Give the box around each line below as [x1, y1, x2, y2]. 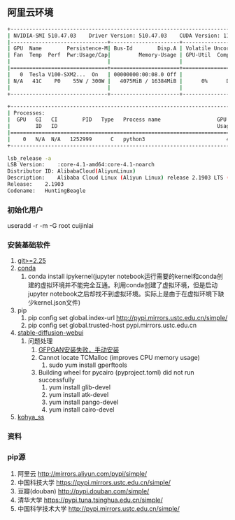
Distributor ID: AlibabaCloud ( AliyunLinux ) [7, 168, 136, 175]
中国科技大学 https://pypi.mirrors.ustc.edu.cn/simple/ [17, 478, 171, 486]
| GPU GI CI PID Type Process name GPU [7, 116, 227, 124]
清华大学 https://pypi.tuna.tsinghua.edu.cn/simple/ [17, 496, 163, 504]
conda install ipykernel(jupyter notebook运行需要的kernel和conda [27, 272, 217, 281]
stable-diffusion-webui [17, 328, 84, 337]
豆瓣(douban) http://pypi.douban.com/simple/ [17, 486, 150, 495]
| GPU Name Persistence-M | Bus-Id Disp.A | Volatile [7, 45, 211, 52]
